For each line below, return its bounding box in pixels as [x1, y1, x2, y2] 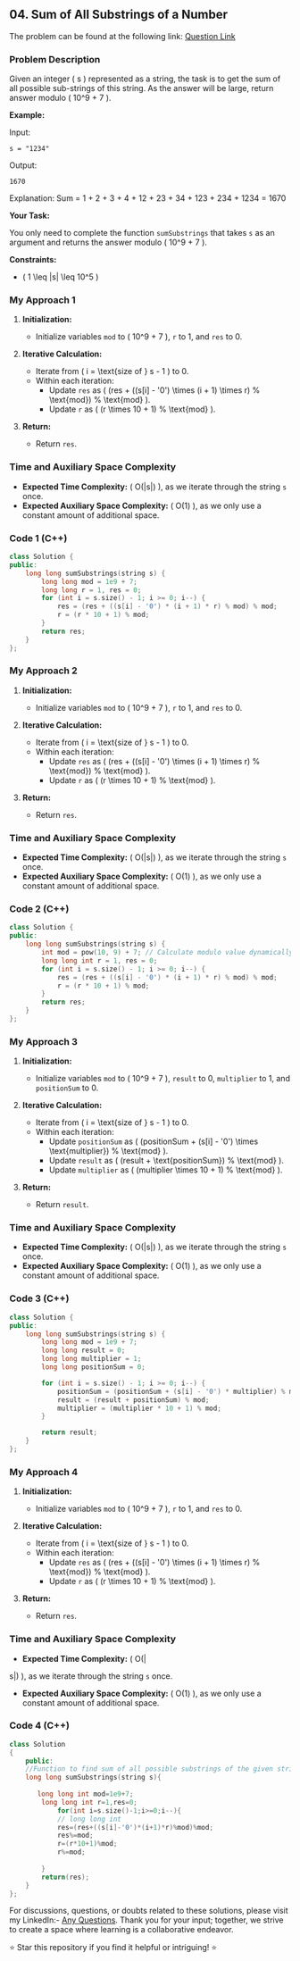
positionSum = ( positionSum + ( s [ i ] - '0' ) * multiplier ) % [56, 1387, 286, 1396]
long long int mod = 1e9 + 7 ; [37, 1790, 134, 1798]
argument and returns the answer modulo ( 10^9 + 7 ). [9, 237, 208, 248]
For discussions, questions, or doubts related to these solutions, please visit [9, 1906, 288, 1916]
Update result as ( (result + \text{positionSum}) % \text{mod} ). [48, 1156, 284, 1166]
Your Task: [9, 210, 51, 221]
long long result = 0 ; [41, 1346, 126, 1356]
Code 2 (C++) [9, 903, 70, 915]
